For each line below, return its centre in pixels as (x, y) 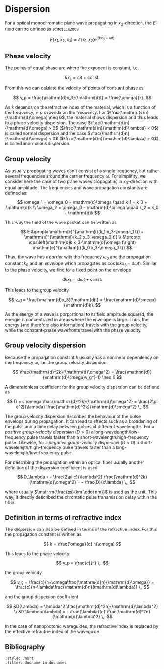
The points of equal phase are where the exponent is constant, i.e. (72, 68)
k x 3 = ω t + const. (82, 78)
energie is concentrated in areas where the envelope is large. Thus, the (77, 319)
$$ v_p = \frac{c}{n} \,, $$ (82, 563)
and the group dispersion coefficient (42, 597)
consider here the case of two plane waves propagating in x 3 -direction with (81, 182)
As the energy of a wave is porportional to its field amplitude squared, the (79, 314)
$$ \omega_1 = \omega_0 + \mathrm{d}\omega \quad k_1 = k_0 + (82, 202)
